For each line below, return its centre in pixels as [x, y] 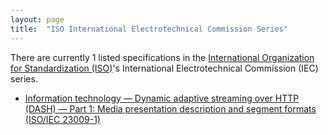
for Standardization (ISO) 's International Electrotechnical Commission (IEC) [164, 68]
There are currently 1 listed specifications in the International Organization [162, 57]
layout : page [37, 19]
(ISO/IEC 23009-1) [62, 119]
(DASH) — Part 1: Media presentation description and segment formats [170, 108]
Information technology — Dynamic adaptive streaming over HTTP [162, 98]
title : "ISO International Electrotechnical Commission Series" [149, 29]
